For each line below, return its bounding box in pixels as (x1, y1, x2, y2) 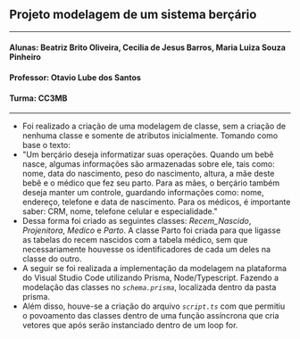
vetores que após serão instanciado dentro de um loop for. (21, 320, 238, 331)
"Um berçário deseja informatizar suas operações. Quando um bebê (21, 149, 274, 160)
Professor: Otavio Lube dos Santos (9, 72, 141, 83)
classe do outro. (21, 253, 82, 264)
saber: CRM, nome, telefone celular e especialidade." (21, 206, 218, 217)
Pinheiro (9, 52, 42, 62)
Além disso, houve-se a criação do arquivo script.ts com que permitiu (21, 301, 286, 311)
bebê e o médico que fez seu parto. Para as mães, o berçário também (21, 178, 280, 188)
